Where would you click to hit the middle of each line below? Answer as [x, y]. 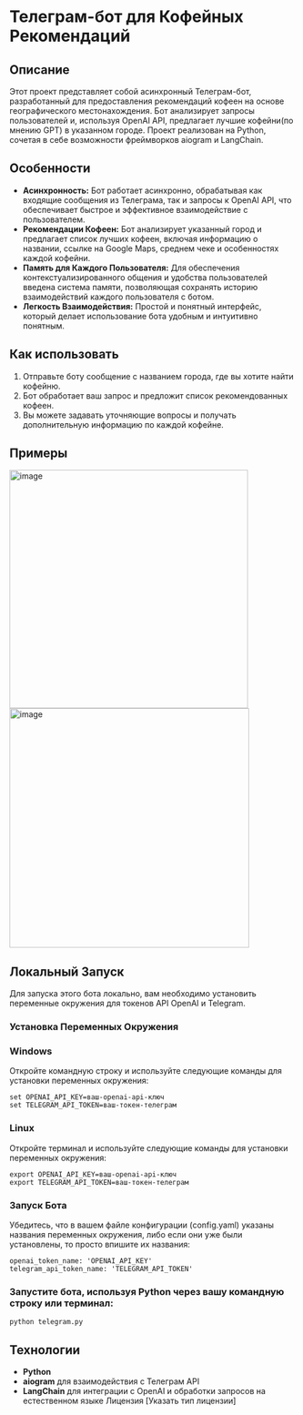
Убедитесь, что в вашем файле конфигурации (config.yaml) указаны [142, 1225]
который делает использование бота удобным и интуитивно [140, 316]
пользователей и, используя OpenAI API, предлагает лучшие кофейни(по [151, 121]
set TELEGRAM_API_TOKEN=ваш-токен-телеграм [93, 1106]
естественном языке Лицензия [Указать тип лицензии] [129, 1401]
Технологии [45, 1350]
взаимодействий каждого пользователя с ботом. [118, 297]
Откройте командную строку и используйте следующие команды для [146, 1071]
